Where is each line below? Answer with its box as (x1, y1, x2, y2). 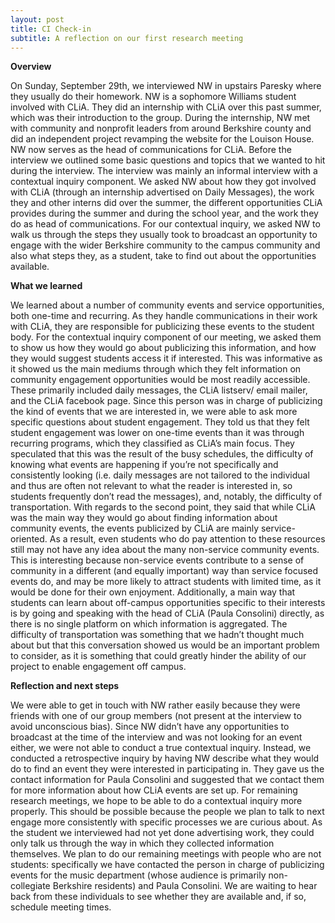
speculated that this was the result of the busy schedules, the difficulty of (10, 448, 314, 460)
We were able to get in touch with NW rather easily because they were (10, 699, 301, 711)
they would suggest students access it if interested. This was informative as (10, 352, 323, 365)
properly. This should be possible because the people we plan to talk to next (10, 806, 325, 818)
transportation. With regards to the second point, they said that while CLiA (10, 501, 316, 513)
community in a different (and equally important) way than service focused (10, 565, 319, 577)
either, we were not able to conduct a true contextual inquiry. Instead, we (10, 742, 312, 754)
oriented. (10, 533, 48, 545)
